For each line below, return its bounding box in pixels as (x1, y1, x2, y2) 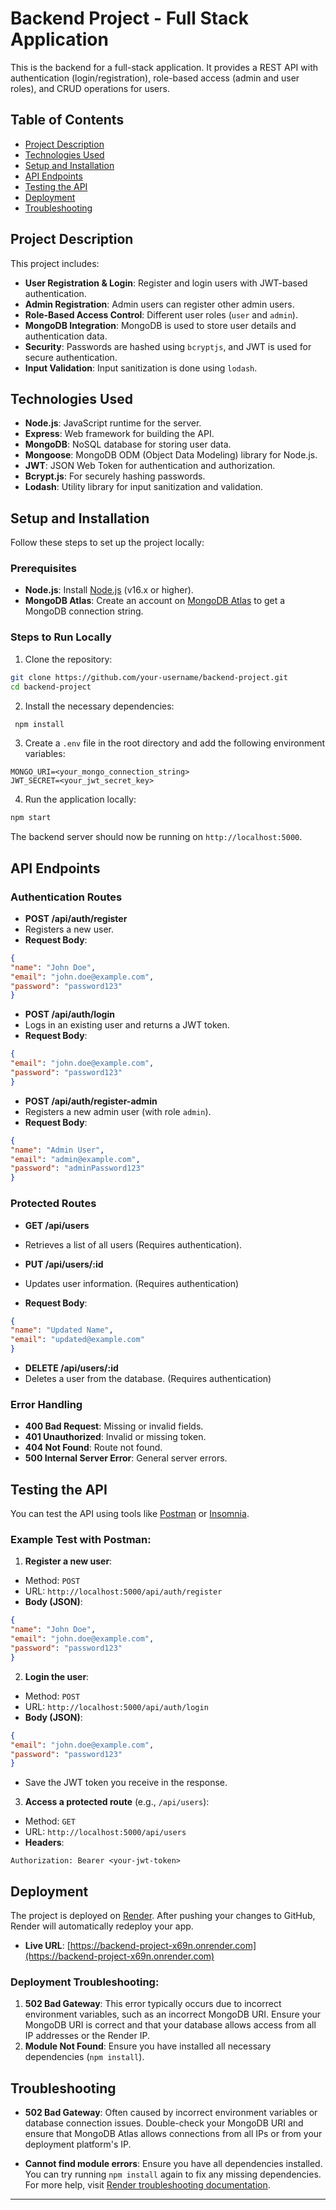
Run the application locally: (24, 793, 137, 806)
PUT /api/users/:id (24, 1258, 104, 1270)
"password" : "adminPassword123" (10, 1163, 145, 1174)
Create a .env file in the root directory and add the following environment (24, 737, 326, 749)
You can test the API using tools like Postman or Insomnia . (10, 1508, 250, 1520)
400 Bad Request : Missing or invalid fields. (24, 1420, 204, 1432)
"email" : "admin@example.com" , (10, 1154, 141, 1164)
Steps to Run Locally (10, 630, 112, 644)
